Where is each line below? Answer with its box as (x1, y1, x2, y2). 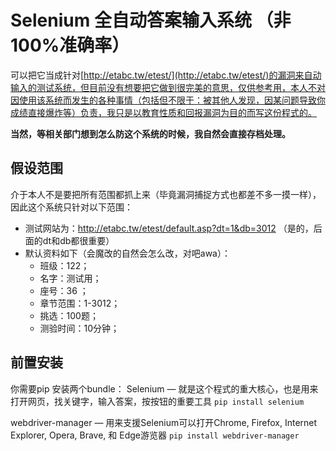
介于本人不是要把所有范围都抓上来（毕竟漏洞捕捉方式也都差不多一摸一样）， (10, 188, 322, 200)
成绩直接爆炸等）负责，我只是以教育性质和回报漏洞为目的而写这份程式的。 (10, 106, 317, 118)
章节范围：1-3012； (39, 297, 121, 309)
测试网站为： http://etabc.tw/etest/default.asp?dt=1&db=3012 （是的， (24, 222, 314, 234)
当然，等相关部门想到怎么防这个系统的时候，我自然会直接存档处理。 (10, 127, 291, 140)
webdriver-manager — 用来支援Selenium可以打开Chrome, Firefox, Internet (10, 416, 318, 428)
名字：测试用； (39, 272, 102, 284)
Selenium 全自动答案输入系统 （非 (10, 9, 292, 32)
